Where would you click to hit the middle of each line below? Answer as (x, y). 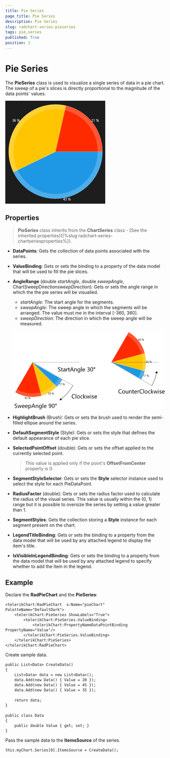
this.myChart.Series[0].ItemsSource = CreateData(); (62, 750)
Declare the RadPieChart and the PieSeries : (51, 594)
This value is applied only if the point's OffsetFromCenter (85, 463)
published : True (22, 38)
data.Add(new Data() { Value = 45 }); (55, 685)
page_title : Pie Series (30, 16)
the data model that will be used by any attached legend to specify (82, 561)
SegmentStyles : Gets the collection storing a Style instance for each (84, 520)
